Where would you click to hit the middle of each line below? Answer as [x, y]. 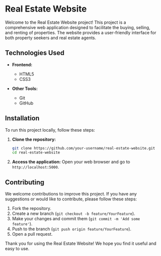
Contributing [25, 182]
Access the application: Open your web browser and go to [71, 162]
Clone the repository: [34, 139]
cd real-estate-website [36, 153]
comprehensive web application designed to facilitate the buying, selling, [78, 27]
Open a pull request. [32, 234]
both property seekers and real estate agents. [51, 38]
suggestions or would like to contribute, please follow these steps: [71, 199]
